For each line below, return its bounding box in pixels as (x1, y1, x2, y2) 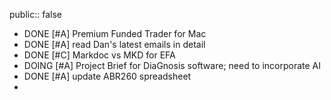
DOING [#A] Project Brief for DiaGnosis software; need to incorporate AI (23, 60, 322, 71)
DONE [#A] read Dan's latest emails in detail (23, 39, 206, 50)
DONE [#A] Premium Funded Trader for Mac (23, 28, 207, 39)
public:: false (9, 9, 62, 20)
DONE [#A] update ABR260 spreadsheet (23, 70, 192, 82)
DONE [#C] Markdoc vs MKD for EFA (23, 49, 176, 61)
